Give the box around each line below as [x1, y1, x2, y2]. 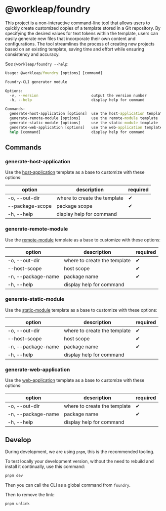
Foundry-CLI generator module [5, 79, 68, 85]
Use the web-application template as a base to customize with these [5, 377, 145, 383]
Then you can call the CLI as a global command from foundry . [5, 482, 131, 488]
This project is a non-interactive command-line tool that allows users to [5, 20, 150, 26]
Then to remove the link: [5, 491, 55, 498]
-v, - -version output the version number [9, 93, 147, 98]
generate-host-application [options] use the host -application [9, 111, 145, 116]
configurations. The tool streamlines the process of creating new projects [5, 41, 155, 46]
